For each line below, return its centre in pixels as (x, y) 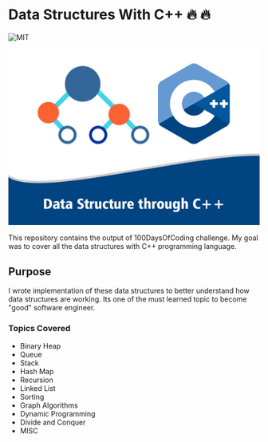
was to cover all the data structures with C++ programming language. (122, 247)
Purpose (30, 272)
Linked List (37, 388)
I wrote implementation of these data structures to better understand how (129, 291)
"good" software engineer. (52, 308)
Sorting (32, 397)
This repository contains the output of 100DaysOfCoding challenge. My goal (133, 238)
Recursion (36, 380)
